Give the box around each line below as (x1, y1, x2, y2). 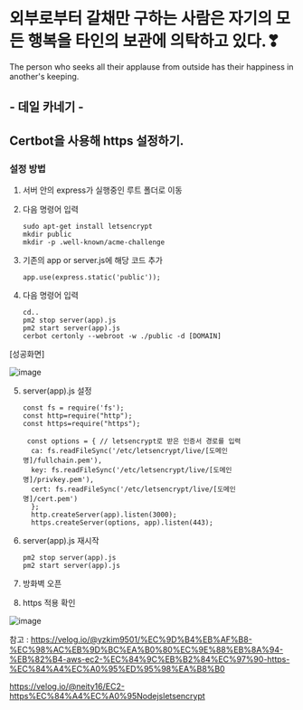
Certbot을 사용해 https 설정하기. (9, 133, 185, 148)
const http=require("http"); (22, 412, 133, 421)
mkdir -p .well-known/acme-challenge (22, 238, 166, 247)
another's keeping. (9, 71, 80, 81)
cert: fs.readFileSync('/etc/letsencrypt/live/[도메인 (31, 485, 237, 494)
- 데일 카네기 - (9, 99, 84, 115)
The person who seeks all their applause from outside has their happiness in (9, 61, 294, 72)
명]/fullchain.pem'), (22, 456, 102, 466)
